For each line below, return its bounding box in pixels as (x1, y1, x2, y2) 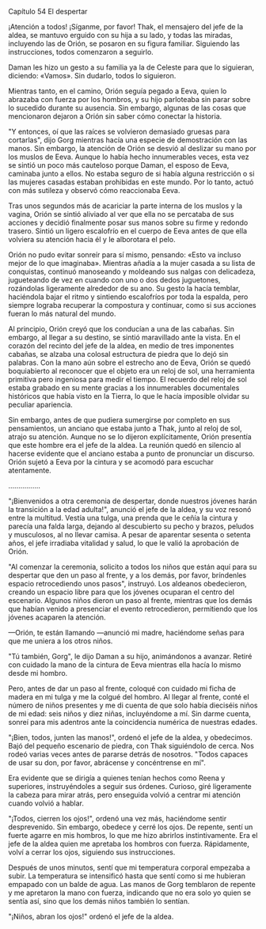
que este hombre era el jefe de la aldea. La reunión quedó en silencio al (8, 441, 241, 449)
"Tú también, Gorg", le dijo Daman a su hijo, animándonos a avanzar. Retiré (8, 652, 253, 661)
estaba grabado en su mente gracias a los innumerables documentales (8, 383, 240, 392)
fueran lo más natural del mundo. (8, 309, 116, 318)
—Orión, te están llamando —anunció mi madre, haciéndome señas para (8, 628, 245, 637)
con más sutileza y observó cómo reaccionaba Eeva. (8, 186, 180, 195)
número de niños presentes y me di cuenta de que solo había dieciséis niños (8, 700, 258, 710)
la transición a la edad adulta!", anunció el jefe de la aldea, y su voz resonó (8, 505, 252, 514)
